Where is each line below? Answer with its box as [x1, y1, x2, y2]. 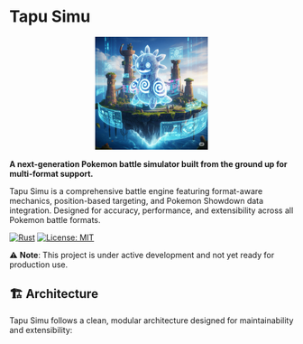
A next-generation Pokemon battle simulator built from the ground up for [9, 158, 288, 169]
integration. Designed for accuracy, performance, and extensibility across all [9, 205, 294, 216]
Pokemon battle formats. [9, 214, 101, 225]
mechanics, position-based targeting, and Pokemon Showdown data [9, 195, 264, 206]
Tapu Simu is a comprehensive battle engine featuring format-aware [9, 185, 263, 196]
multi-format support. [9, 168, 94, 179]
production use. [9, 259, 69, 270]
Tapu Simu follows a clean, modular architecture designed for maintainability [9, 314, 294, 326]
